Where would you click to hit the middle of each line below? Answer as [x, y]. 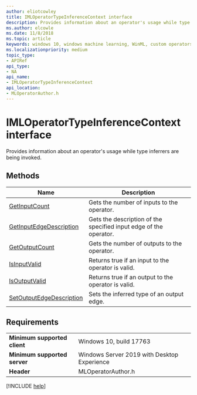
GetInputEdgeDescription [44, 227]
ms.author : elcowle [30, 28]
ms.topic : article [28, 39]
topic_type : [21, 55]
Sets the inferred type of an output [136, 294]
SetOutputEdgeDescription [46, 298]
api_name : [18, 77]
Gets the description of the [125, 219]
